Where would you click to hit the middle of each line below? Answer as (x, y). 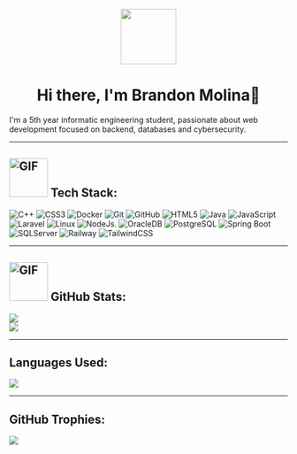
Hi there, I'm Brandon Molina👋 (148, 95)
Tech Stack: (84, 193)
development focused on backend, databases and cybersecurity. (128, 129)
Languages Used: (59, 362)
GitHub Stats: (88, 297)
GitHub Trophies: (57, 419)
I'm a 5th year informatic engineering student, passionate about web (134, 119)
